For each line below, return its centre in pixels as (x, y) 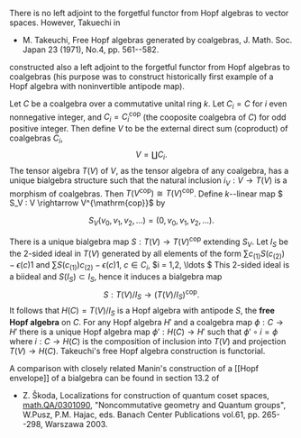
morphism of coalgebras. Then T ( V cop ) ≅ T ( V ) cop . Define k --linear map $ (146, 193)
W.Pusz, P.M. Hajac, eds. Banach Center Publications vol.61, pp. (141, 415)
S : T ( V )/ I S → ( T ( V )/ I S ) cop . (151, 295)
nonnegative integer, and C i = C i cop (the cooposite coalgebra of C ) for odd (148, 117)
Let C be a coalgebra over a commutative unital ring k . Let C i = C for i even (148, 105)
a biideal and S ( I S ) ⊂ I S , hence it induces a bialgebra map (116, 278)
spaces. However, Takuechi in (65, 23)
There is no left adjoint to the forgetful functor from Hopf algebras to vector (149, 13)
